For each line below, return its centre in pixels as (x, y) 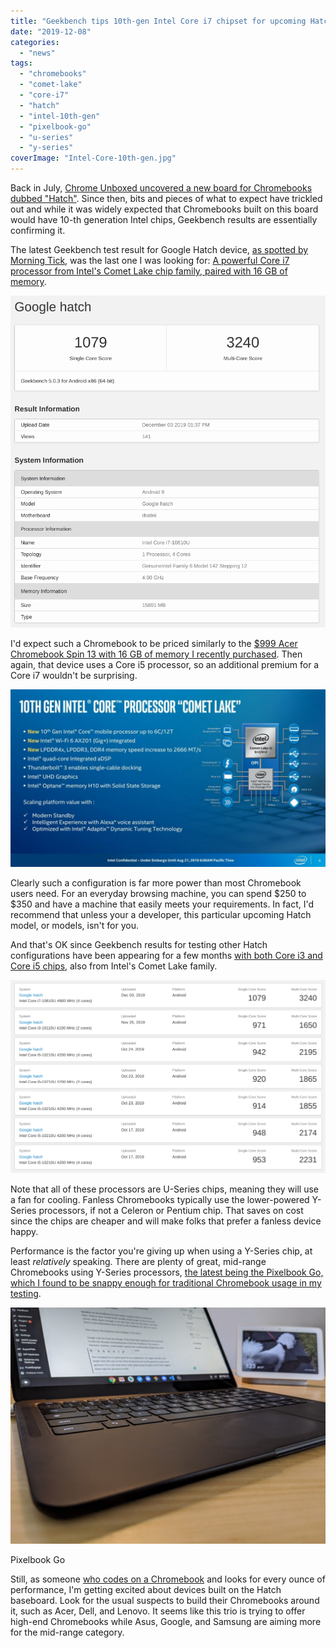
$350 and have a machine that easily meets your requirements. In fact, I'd (162, 904)
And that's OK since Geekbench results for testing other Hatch (139, 944)
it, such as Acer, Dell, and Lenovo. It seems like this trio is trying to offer (158, 1611)
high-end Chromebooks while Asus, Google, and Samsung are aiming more (166, 1622)
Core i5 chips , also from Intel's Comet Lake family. (114, 966)
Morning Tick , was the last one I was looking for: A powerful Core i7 (150, 260)
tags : (21, 63)
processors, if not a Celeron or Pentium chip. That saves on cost (171, 1211)
